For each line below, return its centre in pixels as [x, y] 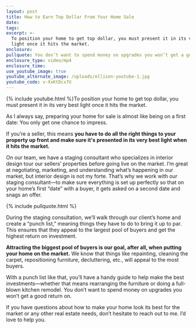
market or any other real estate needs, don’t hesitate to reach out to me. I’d [96, 314]
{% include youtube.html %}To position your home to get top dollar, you [92, 99]
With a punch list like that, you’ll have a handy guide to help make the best [95, 277]
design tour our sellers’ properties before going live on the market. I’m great [97, 164]
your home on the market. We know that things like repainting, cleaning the [97, 254]
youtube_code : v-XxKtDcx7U [39, 82]
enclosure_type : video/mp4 [39, 60]
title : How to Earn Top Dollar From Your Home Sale [70, 17]
